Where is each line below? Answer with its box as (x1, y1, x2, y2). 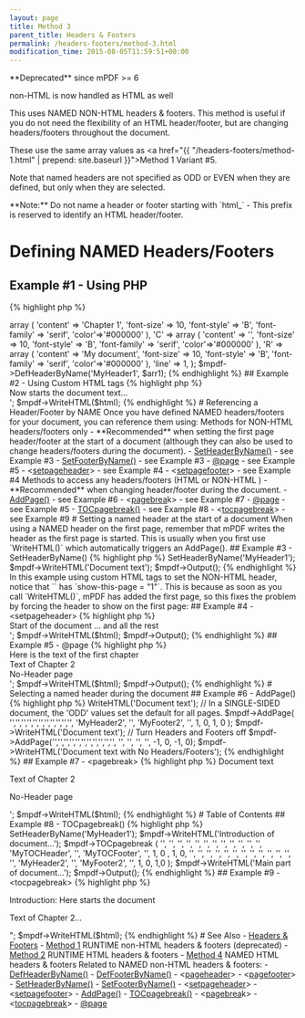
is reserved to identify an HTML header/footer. (9, 209, 184, 220)
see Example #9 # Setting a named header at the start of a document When (9, 513, 293, 525)
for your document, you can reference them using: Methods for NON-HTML (9, 416, 294, 427)
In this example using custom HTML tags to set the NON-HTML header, (9, 572, 278, 582)
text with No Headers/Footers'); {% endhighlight (103, 746, 285, 758)
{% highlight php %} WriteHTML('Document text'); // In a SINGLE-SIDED (9, 698, 280, 708)
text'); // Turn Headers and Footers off (103, 727, 247, 738)
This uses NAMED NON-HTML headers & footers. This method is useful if (9, 108, 286, 119)
